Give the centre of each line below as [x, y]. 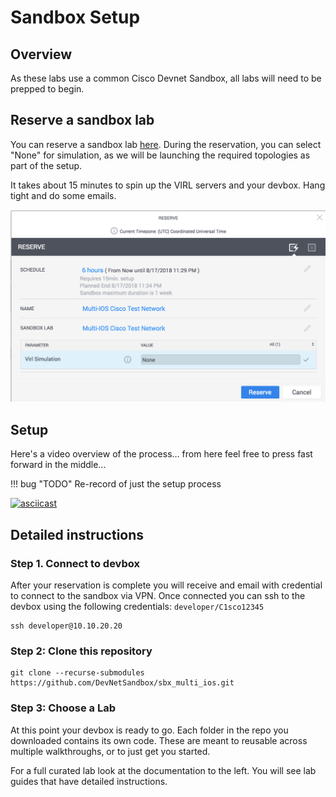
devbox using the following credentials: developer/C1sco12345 [137, 606]
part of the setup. [46, 165]
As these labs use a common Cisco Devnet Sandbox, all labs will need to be [166, 78]
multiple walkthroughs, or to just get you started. [110, 751]
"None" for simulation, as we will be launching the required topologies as [160, 155]
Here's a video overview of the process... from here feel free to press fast [161, 454]
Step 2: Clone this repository [81, 651]
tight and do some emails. [63, 195]
